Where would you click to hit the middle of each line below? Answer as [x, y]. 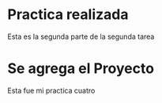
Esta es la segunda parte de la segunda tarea [81, 36]
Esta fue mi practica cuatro [51, 90]
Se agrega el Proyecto [81, 69]
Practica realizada [68, 15]
